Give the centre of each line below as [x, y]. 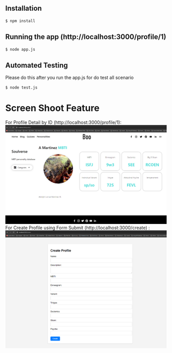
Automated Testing [37, 65]
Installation [24, 8]
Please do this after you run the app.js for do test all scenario [70, 78]
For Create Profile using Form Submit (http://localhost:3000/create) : [78, 227]
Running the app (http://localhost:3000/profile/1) [86, 37]
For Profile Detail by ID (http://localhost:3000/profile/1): [63, 122]
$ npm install [20, 21]
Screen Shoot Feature [52, 108]
